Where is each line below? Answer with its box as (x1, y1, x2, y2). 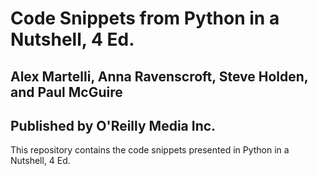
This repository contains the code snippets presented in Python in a (10, 144, 290, 156)
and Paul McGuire (10, 83, 123, 101)
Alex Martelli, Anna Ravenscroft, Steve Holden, (10, 68, 309, 85)
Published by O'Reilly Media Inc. (10, 117, 217, 134)
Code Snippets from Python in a (10, 7, 280, 30)
